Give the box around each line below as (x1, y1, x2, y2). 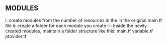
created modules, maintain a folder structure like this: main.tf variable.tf (5, 27, 153, 34)
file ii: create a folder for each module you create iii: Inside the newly (5, 22, 147, 28)
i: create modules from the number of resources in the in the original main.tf (5, 17, 162, 23)
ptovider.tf (5, 33, 27, 39)
